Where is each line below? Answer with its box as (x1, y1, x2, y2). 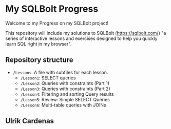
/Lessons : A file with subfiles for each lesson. (12, 69, 108, 75)
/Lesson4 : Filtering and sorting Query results (20, 91, 114, 97)
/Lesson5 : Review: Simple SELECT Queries (20, 96, 110, 102)
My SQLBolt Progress (5, 3, 99, 15)
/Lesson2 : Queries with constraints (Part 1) (20, 80, 109, 86)
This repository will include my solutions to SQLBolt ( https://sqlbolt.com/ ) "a (5, 30, 166, 36)
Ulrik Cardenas (5, 117, 54, 125)
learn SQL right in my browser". (5, 40, 72, 47)
